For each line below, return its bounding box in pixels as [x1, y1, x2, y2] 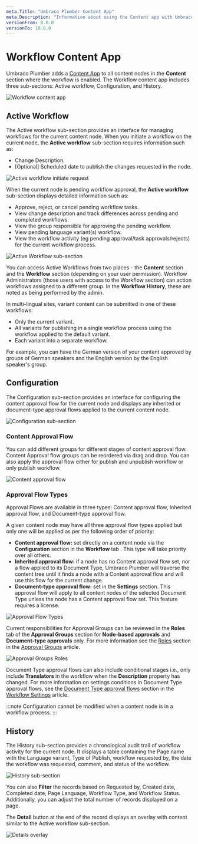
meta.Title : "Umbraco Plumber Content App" [6, 8, 115, 15]
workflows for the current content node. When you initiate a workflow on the [6, 133, 192, 140]
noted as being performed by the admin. [6, 289, 104, 296]
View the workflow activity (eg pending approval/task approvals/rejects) [14, 235, 190, 242]
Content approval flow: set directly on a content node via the [14, 539, 164, 546]
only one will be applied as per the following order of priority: [6, 528, 154, 535]
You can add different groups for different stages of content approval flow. [6, 446, 187, 453]
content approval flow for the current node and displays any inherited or [6, 400, 181, 407]
